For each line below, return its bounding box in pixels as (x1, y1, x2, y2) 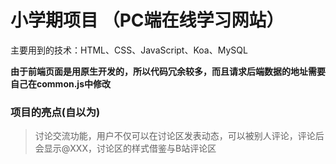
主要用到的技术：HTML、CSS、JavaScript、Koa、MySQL (10, 44, 248, 56)
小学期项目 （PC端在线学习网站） (10, 9, 285, 32)
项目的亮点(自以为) (10, 105, 101, 119)
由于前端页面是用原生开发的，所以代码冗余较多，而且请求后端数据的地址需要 (10, 65, 326, 77)
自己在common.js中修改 (10, 77, 111, 90)
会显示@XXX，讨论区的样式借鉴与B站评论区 (34, 142, 217, 155)
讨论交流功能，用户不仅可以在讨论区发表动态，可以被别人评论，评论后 (34, 130, 325, 142)
